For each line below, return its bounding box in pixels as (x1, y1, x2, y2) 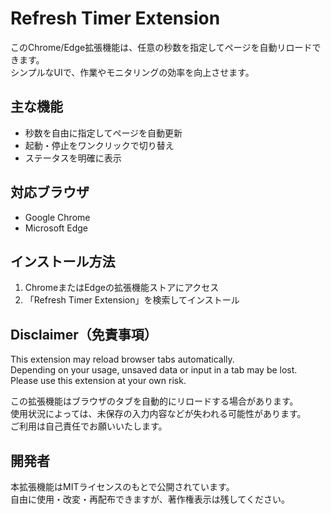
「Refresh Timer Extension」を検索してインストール (24, 294, 240, 306)
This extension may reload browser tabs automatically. (10, 353, 235, 366)
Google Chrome (24, 211, 91, 223)
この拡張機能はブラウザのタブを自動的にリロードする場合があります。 (10, 395, 299, 407)
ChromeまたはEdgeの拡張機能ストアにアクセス (24, 282, 220, 294)
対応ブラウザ (10, 184, 90, 201)
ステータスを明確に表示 (24, 152, 122, 164)
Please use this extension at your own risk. (10, 375, 187, 387)
